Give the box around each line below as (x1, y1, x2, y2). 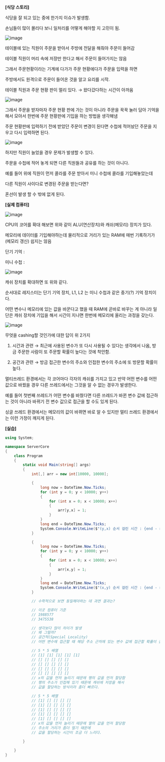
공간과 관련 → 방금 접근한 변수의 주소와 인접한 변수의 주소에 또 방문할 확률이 (12, 359, 158, 365)
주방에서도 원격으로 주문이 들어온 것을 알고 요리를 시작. (5, 77, 110, 82)
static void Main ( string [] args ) (23, 462, 91, 468)
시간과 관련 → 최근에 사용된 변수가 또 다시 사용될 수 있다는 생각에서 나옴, (12, 343, 151, 348)
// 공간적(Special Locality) (31, 635, 88, 640)
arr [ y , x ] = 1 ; (57, 508, 87, 513)
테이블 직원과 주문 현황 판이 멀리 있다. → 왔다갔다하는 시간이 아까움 (5, 87, 134, 92)
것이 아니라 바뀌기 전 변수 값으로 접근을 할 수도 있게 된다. (10, 398, 119, 404)
